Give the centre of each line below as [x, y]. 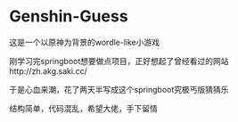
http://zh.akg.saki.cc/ [48, 71]
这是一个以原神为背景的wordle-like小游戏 [85, 42]
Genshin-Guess [69, 16]
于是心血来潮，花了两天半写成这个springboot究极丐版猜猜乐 [119, 89]
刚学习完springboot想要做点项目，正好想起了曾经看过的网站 [119, 61]
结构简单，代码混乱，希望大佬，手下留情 [83, 108]
